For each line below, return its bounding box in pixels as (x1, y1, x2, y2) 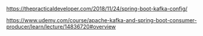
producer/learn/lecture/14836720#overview (6, 23, 116, 30)
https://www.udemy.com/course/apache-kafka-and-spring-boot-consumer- (6, 17, 197, 23)
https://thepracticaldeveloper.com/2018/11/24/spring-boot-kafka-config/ (6, 5, 188, 12)
